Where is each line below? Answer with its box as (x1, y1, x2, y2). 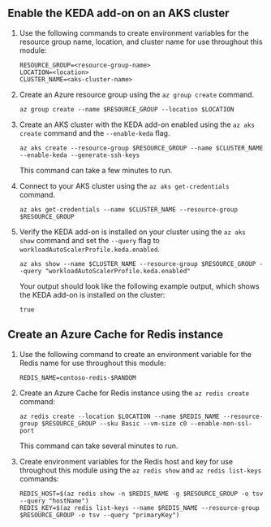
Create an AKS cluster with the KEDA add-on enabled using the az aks (19, 120, 255, 129)
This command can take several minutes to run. (19, 441, 179, 451)
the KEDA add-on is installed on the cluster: (19, 290, 166, 299)
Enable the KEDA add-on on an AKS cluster (7, 7, 230, 20)
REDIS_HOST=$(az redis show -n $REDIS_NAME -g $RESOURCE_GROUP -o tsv (19, 490, 264, 498)
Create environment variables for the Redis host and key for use (19, 456, 234, 466)
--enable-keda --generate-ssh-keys (19, 150, 140, 159)
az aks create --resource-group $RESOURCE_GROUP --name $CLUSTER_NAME (19, 144, 264, 152)
